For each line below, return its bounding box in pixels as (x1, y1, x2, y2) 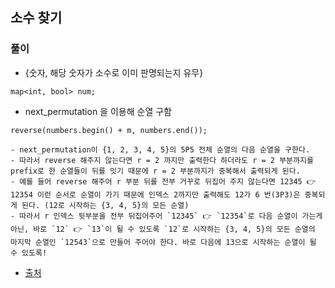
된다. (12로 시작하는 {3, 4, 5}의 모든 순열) (21, 200, 190, 210)
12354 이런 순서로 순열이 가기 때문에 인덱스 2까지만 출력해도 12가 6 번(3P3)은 (10, 189, 301, 200)
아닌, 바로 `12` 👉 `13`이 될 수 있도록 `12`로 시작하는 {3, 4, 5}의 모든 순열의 (10, 224, 316, 234)
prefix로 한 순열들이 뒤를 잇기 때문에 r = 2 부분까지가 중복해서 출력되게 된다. (10, 166, 301, 176)
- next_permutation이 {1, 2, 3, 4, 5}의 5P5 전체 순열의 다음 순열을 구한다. (10, 144, 311, 155)
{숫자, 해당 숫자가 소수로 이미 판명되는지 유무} (24, 66, 204, 78)
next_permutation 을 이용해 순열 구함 (24, 105, 172, 117)
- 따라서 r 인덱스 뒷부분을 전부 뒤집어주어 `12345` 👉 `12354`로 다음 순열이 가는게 (10, 211, 323, 221)
